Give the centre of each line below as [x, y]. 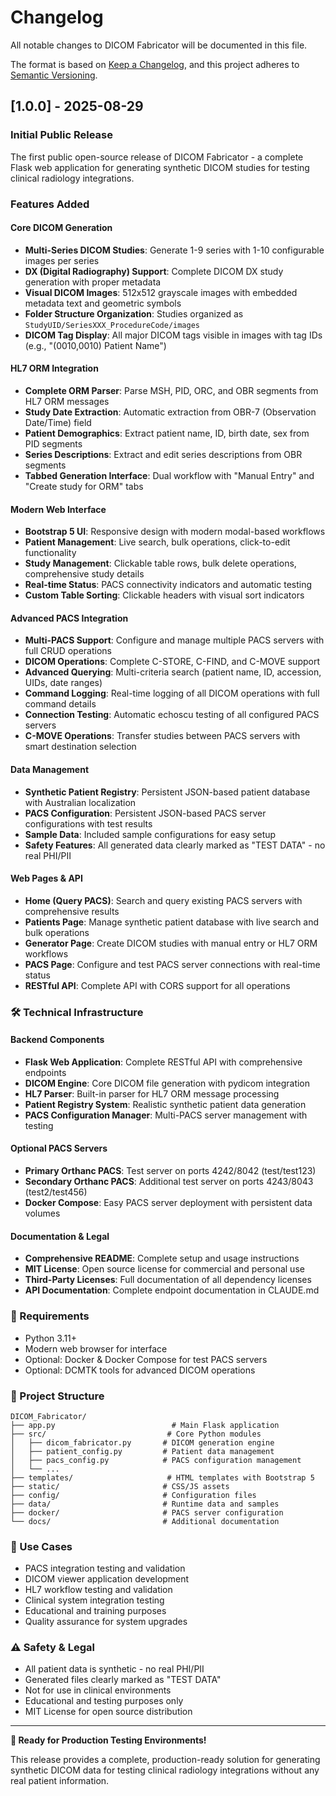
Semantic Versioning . [54, 75]
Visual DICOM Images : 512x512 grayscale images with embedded [161, 292]
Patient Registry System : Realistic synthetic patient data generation [165, 1104]
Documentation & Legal [60, 1236]
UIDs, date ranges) [63, 683]
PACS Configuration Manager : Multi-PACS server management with [166, 1115]
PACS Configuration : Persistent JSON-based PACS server [145, 813]
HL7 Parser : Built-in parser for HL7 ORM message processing [152, 1093]
